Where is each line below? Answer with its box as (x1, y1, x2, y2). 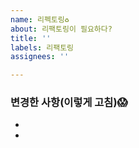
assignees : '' (10, 52, 70, 62)
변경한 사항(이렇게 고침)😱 (10, 96, 128, 110)
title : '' (10, 33, 52, 43)
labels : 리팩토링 (10, 42, 75, 53)
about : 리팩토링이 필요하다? (10, 24, 113, 34)
